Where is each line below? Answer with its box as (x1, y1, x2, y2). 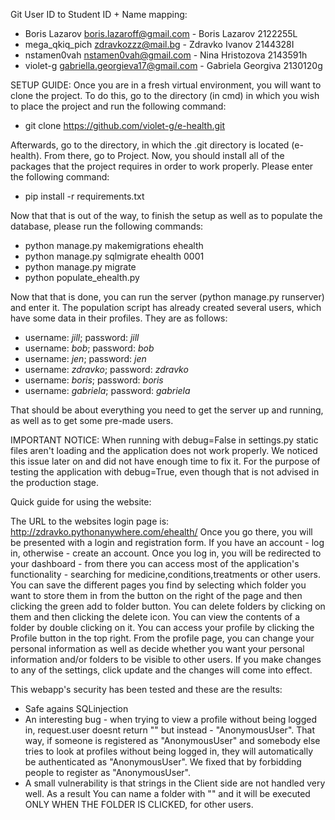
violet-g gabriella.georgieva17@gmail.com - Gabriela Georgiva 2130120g (24, 60, 323, 71)
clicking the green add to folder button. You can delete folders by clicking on (10, 600, 326, 612)
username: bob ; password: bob (24, 342, 155, 354)
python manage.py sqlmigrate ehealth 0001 (24, 250, 205, 262)
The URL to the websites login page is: (10, 515, 170, 527)
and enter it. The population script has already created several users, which (10, 302, 322, 313)
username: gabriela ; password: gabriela (24, 385, 191, 396)
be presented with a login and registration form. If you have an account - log (10, 537, 325, 548)
